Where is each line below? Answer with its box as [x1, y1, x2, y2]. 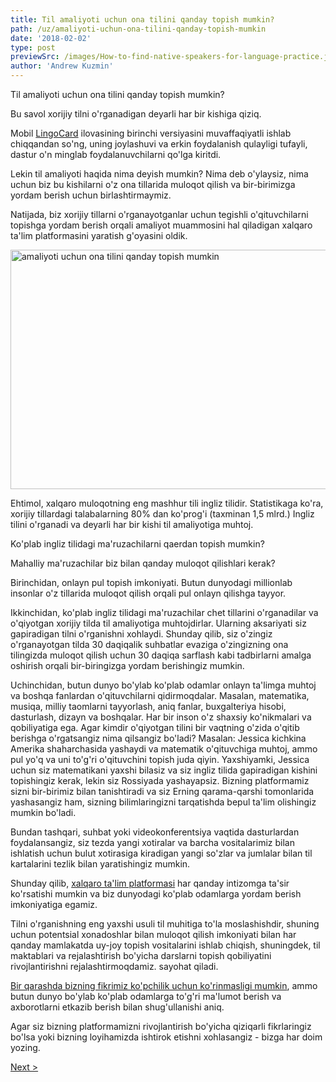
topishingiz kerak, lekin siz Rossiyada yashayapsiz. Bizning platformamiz [10, 775, 310, 786]
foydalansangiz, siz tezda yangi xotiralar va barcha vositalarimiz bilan [10, 837, 295, 848]
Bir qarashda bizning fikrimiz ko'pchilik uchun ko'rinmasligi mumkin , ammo [10, 980, 318, 991]
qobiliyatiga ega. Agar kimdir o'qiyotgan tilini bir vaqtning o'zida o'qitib [10, 722, 300, 733]
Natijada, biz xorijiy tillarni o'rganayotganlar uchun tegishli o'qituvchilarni [10, 209, 309, 220]
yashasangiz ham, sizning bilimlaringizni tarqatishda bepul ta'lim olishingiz [10, 796, 317, 808]
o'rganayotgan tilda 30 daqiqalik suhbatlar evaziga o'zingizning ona [10, 639, 289, 650]
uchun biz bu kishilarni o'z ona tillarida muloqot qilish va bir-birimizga [10, 179, 296, 190]
